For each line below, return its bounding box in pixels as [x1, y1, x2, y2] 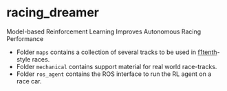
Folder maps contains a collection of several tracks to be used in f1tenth [16, 48, 217, 56]
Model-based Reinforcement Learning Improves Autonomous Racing [6, 27, 202, 36]
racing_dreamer [6, 5, 100, 21]
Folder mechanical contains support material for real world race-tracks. [16, 62, 217, 70]
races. [32, 55, 50, 63]
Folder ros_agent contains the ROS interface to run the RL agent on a [16, 70, 212, 78]
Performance [6, 34, 44, 42]
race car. [16, 77, 42, 85]
